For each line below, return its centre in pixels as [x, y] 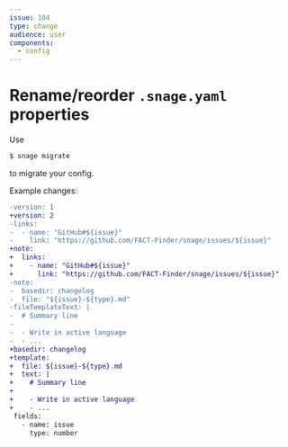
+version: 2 [31, 215]
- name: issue [48, 425]
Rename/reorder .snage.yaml [118, 96]
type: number [54, 433]
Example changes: [44, 191]
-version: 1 [31, 207]
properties [49, 115]
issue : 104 [30, 18]
